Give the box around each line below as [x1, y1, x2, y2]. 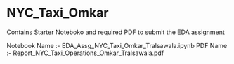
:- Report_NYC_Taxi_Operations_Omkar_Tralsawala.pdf [6, 49, 164, 57]
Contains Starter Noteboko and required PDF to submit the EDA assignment [6, 28, 226, 36]
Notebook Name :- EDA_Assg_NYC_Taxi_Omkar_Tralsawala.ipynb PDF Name [6, 41, 228, 49]
